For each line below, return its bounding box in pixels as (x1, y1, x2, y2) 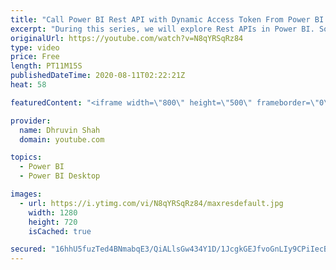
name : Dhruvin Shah (19, 125, 101, 135)
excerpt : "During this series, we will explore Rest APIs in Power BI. (10, 24, 315, 34)
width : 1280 (28, 207, 78, 218)
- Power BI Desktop (19, 171, 101, 181)
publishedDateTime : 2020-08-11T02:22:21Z (10, 71, 186, 81)
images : (10, 189, 43, 199)
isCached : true (28, 226, 92, 236)
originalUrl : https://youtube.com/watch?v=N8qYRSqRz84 (10, 33, 244, 43)
